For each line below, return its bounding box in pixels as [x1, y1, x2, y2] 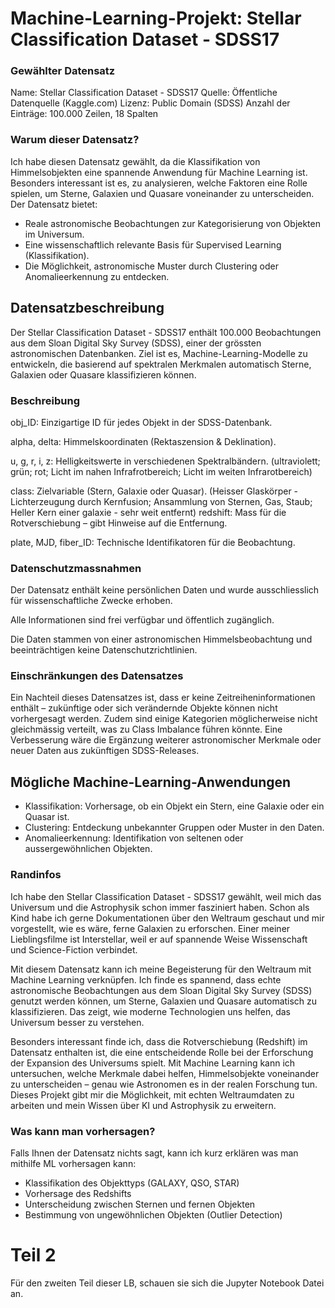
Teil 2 [10, 1244, 57, 1267]
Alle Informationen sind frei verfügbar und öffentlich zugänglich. [10, 614, 275, 626]
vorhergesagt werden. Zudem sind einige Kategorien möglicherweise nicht [10, 713, 318, 725]
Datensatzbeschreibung [10, 300, 165, 317]
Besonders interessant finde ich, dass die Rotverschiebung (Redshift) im [10, 1035, 308, 1047]
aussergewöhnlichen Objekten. [24, 843, 153, 855]
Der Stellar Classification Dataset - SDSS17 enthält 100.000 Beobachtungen [10, 326, 322, 338]
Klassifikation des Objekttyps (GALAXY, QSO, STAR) [24, 1177, 240, 1189]
